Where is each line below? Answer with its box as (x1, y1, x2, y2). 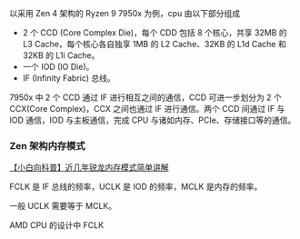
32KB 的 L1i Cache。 (22, 50, 100, 61)
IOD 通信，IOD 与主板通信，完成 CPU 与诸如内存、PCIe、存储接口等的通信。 (9, 115, 296, 125)
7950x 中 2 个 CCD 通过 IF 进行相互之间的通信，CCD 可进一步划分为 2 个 (9, 92, 282, 103)
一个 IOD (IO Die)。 (22, 62, 95, 72)
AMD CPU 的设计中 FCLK (9, 220, 105, 231)
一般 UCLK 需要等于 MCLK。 (9, 201, 116, 212)
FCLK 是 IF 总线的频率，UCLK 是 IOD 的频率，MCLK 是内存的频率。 (9, 181, 263, 193)
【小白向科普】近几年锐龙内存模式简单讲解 (9, 162, 169, 173)
